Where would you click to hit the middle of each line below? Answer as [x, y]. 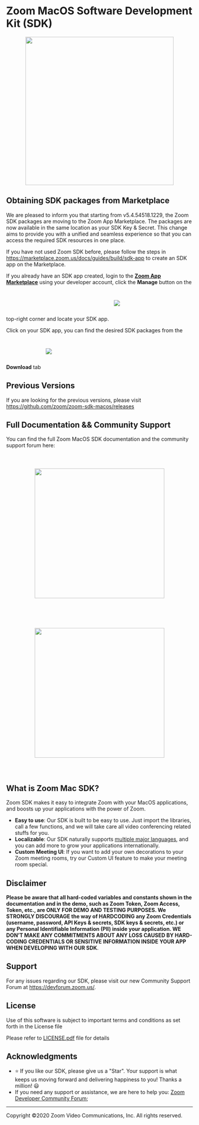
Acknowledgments [42, 1056]
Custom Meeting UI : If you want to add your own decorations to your [99, 852]
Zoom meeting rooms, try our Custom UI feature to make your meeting [101, 858]
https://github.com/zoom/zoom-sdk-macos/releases [70, 406]
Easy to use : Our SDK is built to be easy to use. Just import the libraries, [103, 821]
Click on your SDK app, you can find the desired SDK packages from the [94, 330]
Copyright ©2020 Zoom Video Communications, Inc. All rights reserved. [94, 1116]
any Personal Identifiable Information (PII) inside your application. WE [94, 929]
